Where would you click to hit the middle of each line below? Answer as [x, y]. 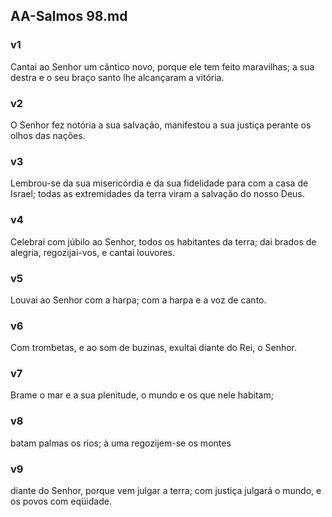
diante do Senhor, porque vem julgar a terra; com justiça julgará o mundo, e [166, 491]
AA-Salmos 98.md [69, 16]
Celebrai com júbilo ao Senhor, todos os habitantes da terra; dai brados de [163, 241]
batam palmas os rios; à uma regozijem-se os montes [121, 443]
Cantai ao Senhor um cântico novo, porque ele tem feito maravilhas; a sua [162, 66]
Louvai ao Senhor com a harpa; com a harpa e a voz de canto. [138, 300]
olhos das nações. [48, 135]
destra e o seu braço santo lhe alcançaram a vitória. [117, 77]
